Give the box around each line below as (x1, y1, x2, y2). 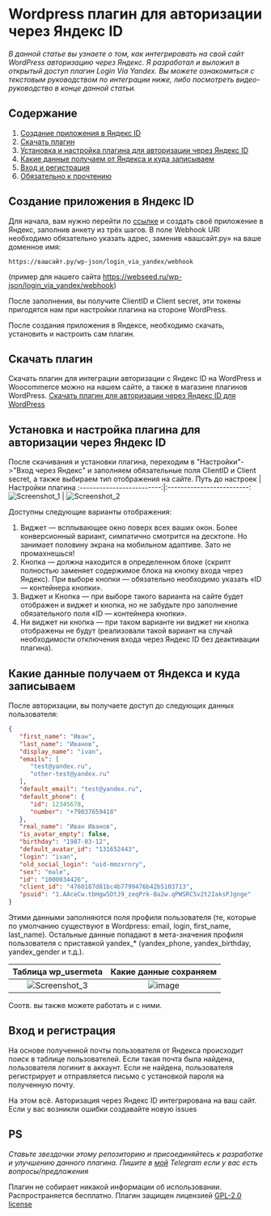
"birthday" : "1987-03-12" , (19, 838, 111, 846)
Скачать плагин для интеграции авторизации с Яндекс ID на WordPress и (8, 374, 262, 383)
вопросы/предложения (8, 1166, 89, 1176)
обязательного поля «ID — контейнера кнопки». (19, 608, 188, 619)
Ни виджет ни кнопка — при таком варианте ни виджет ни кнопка (19, 617, 249, 627)
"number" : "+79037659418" (29, 807, 117, 816)
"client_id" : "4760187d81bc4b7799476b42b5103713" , (19, 883, 194, 891)
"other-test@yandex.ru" (29, 770, 111, 778)
